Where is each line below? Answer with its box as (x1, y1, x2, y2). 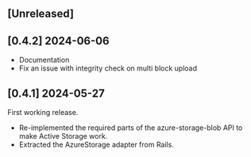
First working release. (7, 108, 79, 117)
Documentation (18, 56, 70, 65)
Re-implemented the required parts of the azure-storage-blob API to (18, 123, 243, 132)
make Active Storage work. (18, 132, 108, 141)
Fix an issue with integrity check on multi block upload (18, 63, 198, 73)
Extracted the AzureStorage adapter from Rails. (18, 140, 174, 150)
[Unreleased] (7, 7, 75, 21)
